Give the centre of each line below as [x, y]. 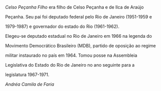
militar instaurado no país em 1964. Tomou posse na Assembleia [71, 55]
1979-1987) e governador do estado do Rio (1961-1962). [62, 26]
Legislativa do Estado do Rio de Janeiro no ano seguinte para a [70, 65]
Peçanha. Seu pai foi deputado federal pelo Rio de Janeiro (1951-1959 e [79, 17]
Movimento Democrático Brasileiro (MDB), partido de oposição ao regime [80, 46]
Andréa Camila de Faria [30, 84]
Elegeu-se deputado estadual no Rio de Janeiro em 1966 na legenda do [79, 36]
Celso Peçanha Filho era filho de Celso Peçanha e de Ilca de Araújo [75, 7]
